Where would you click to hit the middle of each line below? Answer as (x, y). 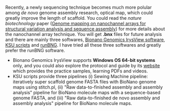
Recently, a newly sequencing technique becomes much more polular (79, 7)
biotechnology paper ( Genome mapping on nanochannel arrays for (76, 23)
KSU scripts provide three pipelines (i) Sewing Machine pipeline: (80, 76)
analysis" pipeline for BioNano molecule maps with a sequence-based (87, 92)
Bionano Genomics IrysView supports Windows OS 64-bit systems (84, 60)
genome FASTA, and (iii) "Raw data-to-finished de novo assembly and (86, 98)
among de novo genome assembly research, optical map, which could (79, 13)
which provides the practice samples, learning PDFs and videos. (80, 71)
